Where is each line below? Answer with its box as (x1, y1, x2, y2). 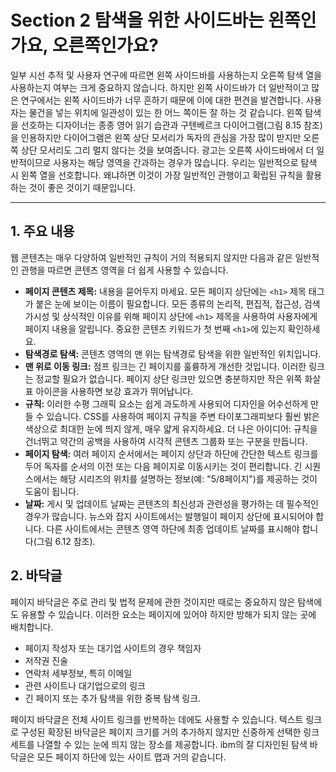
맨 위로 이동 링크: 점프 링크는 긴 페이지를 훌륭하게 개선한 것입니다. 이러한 (24, 360, 307, 372)
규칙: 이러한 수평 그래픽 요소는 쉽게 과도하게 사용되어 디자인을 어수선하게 (24, 397, 309, 410)
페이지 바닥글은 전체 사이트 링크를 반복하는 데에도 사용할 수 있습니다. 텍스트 (10, 713, 304, 725)
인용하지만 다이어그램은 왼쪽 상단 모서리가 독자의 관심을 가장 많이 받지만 (20, 131, 302, 143)
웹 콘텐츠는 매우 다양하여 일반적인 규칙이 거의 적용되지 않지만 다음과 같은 (10, 251, 293, 263)
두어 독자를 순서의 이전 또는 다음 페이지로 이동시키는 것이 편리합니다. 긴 (24, 460, 303, 472)
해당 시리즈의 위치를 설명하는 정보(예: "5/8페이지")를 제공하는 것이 (59, 472, 318, 485)
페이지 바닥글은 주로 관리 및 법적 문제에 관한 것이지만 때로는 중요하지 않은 (10, 596, 296, 608)
